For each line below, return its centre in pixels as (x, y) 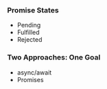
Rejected (29, 40)
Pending (29, 25)
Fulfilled (28, 32)
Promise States (33, 10)
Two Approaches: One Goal (54, 58)
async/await (34, 72)
